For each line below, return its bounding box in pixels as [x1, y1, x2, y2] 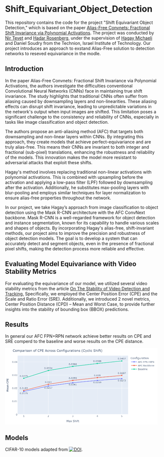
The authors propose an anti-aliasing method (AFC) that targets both [5, 128, 143, 134]
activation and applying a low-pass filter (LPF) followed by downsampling [5, 179, 153, 185]
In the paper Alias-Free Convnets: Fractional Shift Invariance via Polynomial [5, 77, 157, 83]
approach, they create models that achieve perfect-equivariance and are [5, 139, 151, 145]
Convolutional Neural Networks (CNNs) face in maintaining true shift [5, 88, 143, 94]
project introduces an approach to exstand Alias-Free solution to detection [5, 45, 155, 51]
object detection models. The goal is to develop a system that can [5, 235, 138, 241]
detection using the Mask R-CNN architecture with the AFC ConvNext [5, 209, 145, 215]
